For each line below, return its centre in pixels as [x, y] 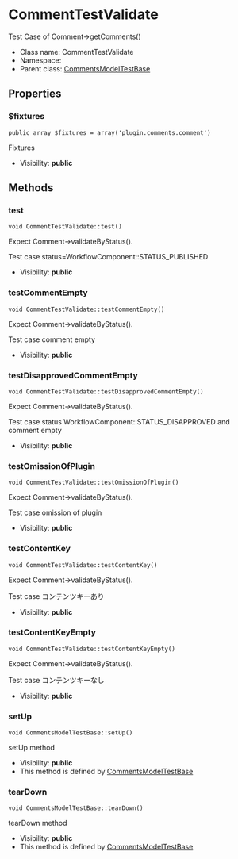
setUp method [32, 748]
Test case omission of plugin [55, 512]
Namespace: [40, 60]
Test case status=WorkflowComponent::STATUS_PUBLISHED [108, 257]
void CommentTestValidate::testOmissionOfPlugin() [94, 483]
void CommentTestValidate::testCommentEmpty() [86, 309]
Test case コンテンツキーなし [56, 680]
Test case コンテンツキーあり [56, 596]
